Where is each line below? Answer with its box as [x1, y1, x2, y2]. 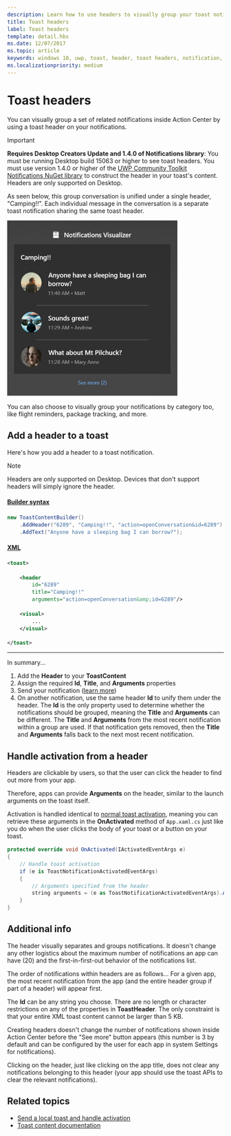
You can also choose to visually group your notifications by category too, [7, 403, 214, 411]
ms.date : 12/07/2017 [7, 40, 67, 48]
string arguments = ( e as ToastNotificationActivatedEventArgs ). [32, 889, 223, 897]
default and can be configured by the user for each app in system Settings [7, 1040, 219, 1049]
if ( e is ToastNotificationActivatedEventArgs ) [19, 868, 158, 875]
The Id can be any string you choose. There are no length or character [7, 998, 207, 1006]
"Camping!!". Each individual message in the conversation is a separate [7, 199, 209, 207]
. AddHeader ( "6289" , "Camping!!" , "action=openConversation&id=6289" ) [19, 521, 223, 528]
